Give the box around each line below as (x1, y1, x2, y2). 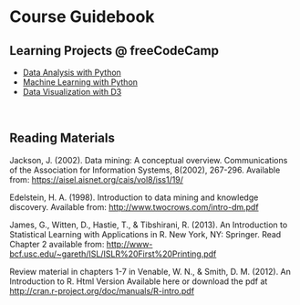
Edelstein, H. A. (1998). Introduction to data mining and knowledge (9, 192, 259, 203)
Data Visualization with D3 (22, 87, 122, 97)
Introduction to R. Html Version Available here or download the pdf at (9, 276, 268, 287)
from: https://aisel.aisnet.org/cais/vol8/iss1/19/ (9, 174, 184, 184)
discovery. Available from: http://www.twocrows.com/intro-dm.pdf (9, 201, 259, 212)
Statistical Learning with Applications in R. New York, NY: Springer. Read (9, 228, 282, 239)
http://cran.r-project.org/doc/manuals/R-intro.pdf (9, 285, 194, 296)
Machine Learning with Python (22, 77, 139, 88)
